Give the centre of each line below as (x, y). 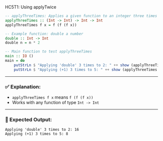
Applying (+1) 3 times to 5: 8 (37, 134)
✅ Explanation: (23, 87)
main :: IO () (19, 56)
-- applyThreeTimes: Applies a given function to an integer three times (81, 16)
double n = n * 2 (23, 43)
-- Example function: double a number (44, 34)
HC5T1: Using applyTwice (31, 7)
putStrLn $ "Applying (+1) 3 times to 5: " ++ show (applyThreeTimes (86, 70)
